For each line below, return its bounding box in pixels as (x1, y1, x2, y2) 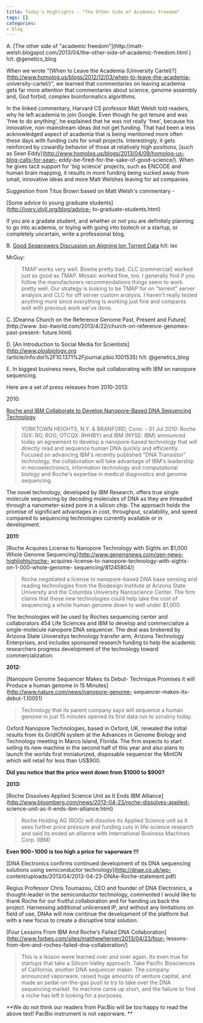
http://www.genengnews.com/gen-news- (79, 551, 184, 559)
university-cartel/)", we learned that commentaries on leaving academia (6, 80, 186, 87)
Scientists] (102, 341, 130, 348)
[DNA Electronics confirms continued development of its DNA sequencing (6, 860, 191, 867)
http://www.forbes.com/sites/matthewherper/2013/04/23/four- (8, 935, 165, 942)
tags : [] (6, 15, 28, 21)
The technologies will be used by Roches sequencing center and (6, 613, 168, 620)
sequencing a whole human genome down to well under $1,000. (21, 602, 182, 609)
